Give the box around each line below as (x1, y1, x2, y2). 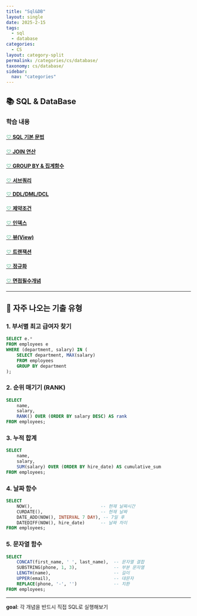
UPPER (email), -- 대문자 (16, 576, 134, 581)
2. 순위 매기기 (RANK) (6, 384, 66, 392)
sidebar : (6, 69, 28, 74)
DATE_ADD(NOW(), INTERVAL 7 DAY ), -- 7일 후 (16, 514, 125, 520)
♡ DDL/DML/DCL (6, 191, 49, 198)
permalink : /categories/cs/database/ (6, 57, 98, 63)
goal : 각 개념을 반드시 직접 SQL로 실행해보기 (6, 603, 108, 610)
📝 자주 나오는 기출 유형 (6, 303, 83, 313)
